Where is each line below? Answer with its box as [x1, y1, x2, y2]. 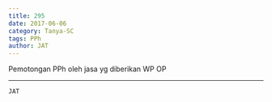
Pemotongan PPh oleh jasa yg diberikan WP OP [8, 64, 167, 74]
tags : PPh [8, 34, 42, 43]
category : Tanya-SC [8, 27, 74, 35]
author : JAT [8, 42, 49, 50]
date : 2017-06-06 [8, 19, 67, 28]
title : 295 [8, 11, 45, 20]
